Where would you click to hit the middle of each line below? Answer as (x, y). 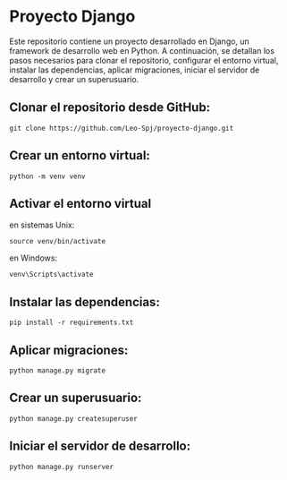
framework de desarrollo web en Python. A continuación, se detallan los (142, 50)
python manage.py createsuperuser (74, 418)
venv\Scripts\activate (51, 275)
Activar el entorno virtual (80, 203)
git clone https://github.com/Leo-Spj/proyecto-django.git (122, 128)
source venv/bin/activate (57, 242)
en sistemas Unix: (42, 225)
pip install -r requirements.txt (72, 323)
